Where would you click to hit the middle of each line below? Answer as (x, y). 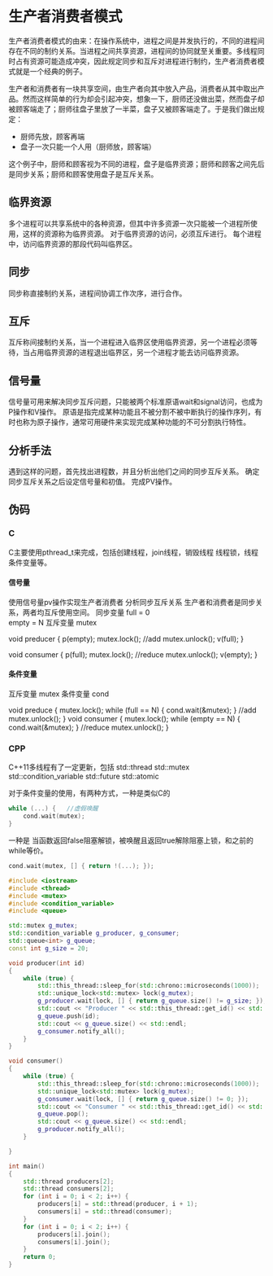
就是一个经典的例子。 (51, 71)
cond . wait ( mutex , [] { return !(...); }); (81, 866)
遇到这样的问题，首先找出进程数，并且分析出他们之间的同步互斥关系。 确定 (134, 471)
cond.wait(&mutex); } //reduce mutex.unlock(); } (89, 728)
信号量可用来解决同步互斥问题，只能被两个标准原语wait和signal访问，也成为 (136, 402)
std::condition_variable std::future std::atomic (84, 776)
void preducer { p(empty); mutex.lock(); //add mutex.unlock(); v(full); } (126, 638)
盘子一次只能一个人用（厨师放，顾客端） (88, 147)
